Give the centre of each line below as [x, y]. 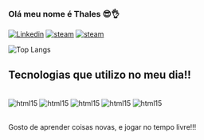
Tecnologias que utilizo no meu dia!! [100, 74]
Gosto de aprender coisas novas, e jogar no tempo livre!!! [102, 126]
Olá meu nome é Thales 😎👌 [64, 14]
